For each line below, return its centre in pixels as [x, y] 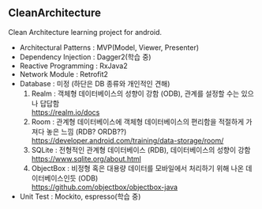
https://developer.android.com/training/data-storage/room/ [127, 140]
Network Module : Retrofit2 [64, 74]
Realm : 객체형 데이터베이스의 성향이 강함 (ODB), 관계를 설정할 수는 [135, 93]
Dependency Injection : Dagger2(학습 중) [85, 57]
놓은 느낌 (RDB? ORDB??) [86, 131]
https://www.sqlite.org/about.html [86, 158]
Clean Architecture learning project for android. [85, 32]
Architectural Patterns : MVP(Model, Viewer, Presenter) [109, 47]
